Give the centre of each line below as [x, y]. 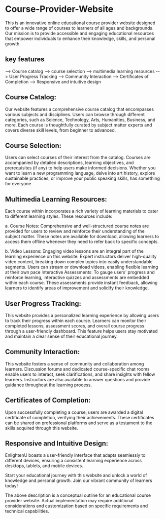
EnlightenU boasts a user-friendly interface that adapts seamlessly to [75, 455]
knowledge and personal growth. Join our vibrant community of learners [79, 480]
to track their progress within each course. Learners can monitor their [76, 320]
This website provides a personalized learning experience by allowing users [82, 315]
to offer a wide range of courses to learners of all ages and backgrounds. [79, 28]
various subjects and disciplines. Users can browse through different [75, 114]
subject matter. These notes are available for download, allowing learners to [82, 237]
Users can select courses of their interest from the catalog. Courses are [78, 158]
